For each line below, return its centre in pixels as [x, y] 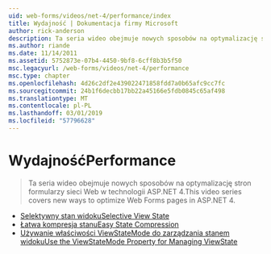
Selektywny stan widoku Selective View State [94, 215]
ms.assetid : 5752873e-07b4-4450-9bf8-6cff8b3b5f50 [95, 61]
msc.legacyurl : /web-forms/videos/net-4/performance [99, 69]
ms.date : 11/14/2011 [43, 53]
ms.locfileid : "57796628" [52, 121]
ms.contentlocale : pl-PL [50, 106]
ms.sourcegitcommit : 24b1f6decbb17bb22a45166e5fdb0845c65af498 [117, 91]
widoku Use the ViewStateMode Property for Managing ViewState [129, 241]
